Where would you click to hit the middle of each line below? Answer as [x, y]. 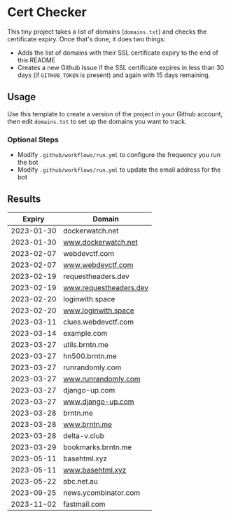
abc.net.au [80, 481]
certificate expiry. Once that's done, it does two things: [86, 39]
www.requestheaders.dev [106, 287]
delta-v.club [84, 435]
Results [24, 199]
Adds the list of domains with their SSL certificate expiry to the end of [118, 53]
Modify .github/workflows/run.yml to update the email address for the [119, 170]
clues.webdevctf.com [98, 322]
